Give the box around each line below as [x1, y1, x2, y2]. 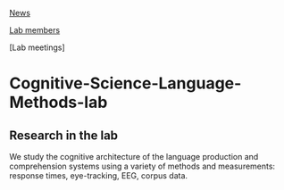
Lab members [9, 25, 61, 35]
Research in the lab [9, 128, 119, 143]
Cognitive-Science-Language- [9, 73, 242, 94]
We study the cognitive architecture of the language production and [9, 152, 259, 161]
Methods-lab [9, 93, 108, 112]
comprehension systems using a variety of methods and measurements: [9, 161, 275, 171]
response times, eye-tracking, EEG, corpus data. [9, 170, 188, 181]
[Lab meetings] [9, 42, 65, 53]
